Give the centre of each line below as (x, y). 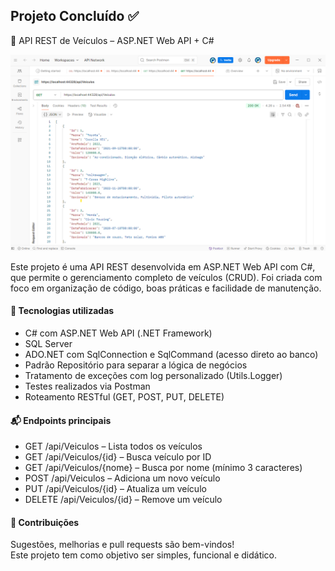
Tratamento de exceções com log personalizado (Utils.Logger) (153, 376)
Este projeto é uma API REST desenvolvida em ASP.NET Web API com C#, (163, 266)
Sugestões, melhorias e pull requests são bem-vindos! (122, 545)
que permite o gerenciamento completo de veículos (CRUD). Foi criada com (166, 277)
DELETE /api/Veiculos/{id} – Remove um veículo (123, 500)
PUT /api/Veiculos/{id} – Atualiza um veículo (115, 489)
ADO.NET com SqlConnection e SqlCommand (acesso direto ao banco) (171, 355)
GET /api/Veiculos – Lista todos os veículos (113, 446)
